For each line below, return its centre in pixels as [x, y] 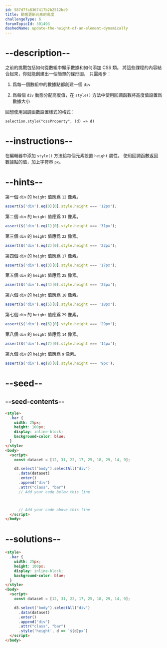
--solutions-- [33, 539]
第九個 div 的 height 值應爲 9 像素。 [42, 354]
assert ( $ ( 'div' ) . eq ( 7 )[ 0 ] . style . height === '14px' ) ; [61, 344]
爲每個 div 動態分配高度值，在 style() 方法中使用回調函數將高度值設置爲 [87, 95]
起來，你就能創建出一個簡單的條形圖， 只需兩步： [60, 74]
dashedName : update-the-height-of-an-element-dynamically [67, 28]
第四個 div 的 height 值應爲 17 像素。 [43, 256]
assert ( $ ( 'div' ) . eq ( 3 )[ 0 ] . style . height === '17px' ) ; [61, 265]
